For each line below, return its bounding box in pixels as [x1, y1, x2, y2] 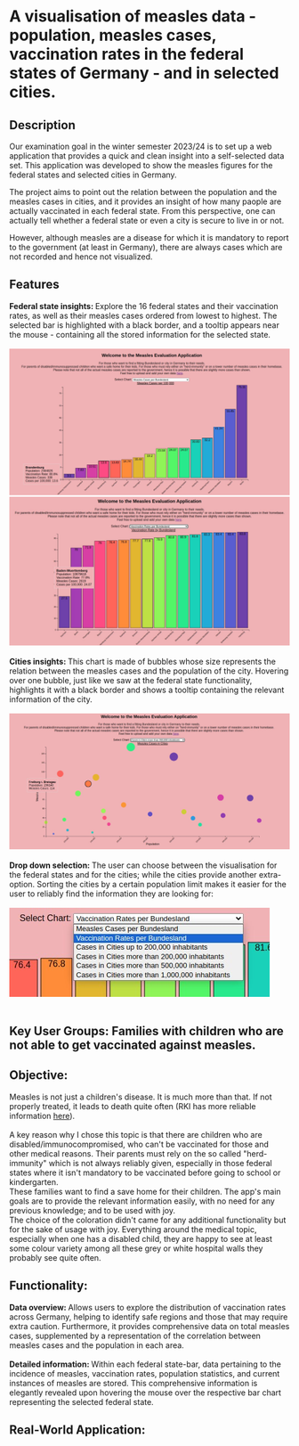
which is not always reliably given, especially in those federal [48, 1157, 273, 1168]
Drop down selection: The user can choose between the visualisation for [9, 860, 278, 870]
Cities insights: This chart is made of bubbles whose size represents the [9, 656, 276, 666]
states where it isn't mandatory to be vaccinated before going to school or [9, 1167, 281, 1178]
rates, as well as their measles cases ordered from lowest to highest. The [9, 310, 278, 321]
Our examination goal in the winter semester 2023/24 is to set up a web [9, 141, 272, 151]
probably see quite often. [9, 1252, 101, 1262]
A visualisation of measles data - [9, 6, 256, 27]
